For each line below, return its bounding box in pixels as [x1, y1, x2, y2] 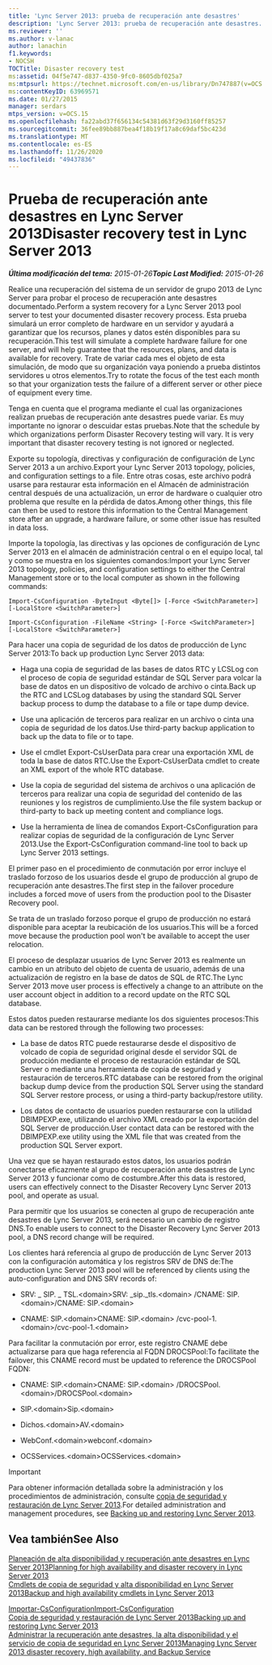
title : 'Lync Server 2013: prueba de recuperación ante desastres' [8, 11, 241, 20]
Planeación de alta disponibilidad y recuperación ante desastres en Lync [8, 1554, 250, 1563]
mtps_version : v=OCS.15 [8, 110, 89, 118]
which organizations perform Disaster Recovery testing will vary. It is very [8, 429, 254, 439]
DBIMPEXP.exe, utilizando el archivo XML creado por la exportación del [19, 1115, 259, 1125]
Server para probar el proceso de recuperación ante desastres [8, 293, 217, 303]
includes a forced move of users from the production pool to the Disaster [8, 889, 252, 899]
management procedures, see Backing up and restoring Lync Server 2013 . [8, 1508, 257, 1518]
